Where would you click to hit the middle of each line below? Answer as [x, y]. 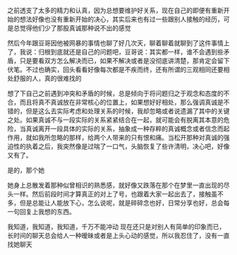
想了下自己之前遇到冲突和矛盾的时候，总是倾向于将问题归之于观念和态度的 [115, 93]
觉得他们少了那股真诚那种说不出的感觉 [75, 28]
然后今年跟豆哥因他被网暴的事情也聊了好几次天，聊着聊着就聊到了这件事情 [115, 43]
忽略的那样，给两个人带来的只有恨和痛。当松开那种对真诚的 [137, 137]
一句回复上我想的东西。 [41, 212]
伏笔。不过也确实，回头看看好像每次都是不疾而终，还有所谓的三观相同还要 [115, 70]
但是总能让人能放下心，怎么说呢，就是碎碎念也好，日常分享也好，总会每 [124, 203]
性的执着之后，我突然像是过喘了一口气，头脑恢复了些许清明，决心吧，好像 [121, 146]
